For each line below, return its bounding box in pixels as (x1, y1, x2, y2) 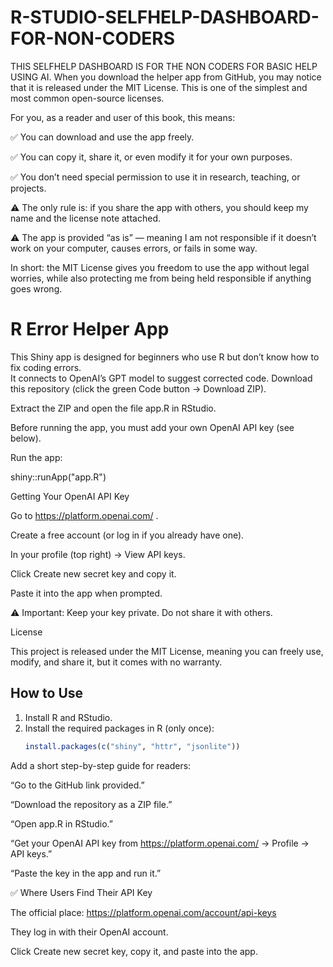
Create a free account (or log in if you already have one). (10, 529, 245, 541)
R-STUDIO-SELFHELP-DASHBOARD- (10, 6, 320, 29)
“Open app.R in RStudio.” (10, 817, 114, 830)
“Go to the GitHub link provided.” (10, 779, 145, 791)
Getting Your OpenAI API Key (10, 490, 130, 502)
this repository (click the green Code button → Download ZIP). (10, 382, 267, 395)
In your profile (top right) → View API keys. (10, 548, 186, 560)
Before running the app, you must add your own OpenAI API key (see (10, 421, 295, 433)
